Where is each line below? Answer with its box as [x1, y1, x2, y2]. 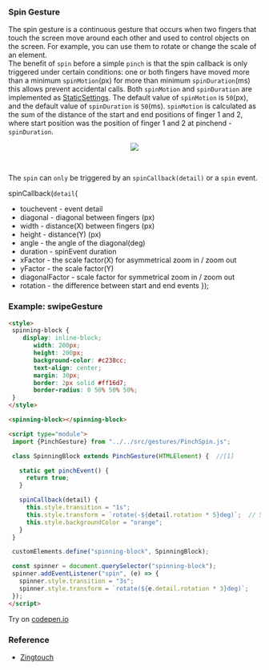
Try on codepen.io [8, 614, 70, 623]
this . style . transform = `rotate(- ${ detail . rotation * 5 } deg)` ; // [26, 510, 256, 519]
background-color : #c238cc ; [33, 356, 127, 364]
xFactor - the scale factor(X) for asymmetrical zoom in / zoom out [19, 255, 237, 265]
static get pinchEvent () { [18, 466, 110, 475]
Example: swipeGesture [8, 301, 103, 312]
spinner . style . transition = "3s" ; [18, 577, 134, 586]
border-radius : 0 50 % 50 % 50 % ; [33, 386, 138, 395]
